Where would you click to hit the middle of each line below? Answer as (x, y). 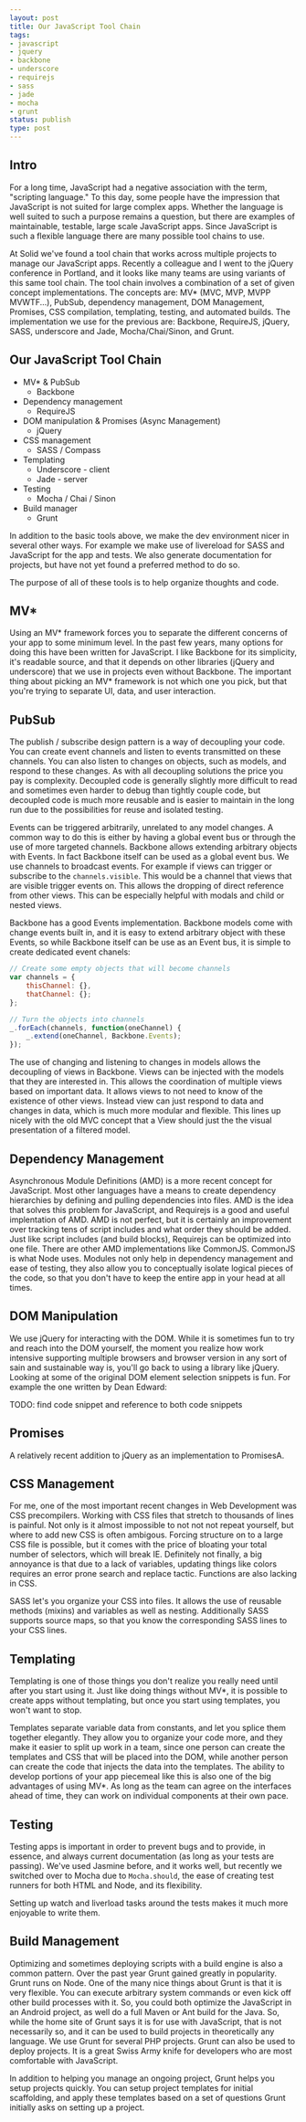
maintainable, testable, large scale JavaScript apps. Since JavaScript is (143, 226)
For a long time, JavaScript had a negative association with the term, (138, 187)
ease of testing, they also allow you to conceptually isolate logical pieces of (152, 1268)
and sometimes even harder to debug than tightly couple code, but (135, 790)
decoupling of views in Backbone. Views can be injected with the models (147, 1072)
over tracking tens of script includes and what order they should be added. (150, 1229)
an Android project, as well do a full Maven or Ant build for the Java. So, (145, 2011)
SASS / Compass (69, 449)
